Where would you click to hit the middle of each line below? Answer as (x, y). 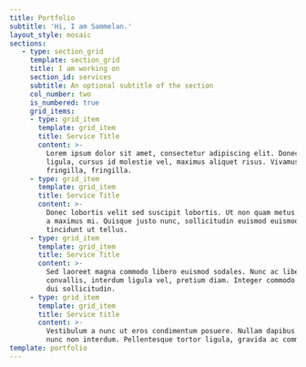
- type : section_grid (62, 52)
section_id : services (71, 77)
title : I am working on (75, 69)
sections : (28, 43)
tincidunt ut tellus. (87, 229)
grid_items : (52, 111)
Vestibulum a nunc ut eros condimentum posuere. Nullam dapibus (171, 331)
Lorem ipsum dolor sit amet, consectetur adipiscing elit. (160, 153)
